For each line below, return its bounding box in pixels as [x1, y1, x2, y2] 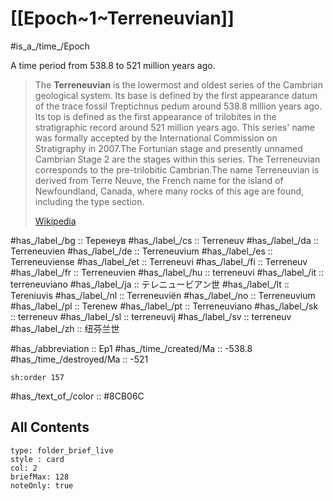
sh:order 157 [10, 372, 65, 382]
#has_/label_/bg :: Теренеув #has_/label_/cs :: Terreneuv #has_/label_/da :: [10, 234, 319, 246]
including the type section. [34, 195, 145, 207]
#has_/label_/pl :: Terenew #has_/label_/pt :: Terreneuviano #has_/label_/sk [10, 300, 319, 312]
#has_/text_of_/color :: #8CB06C [10, 390, 145, 402]
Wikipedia [34, 215, 77, 227]
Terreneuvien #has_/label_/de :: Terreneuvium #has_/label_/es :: [10, 245, 273, 257]
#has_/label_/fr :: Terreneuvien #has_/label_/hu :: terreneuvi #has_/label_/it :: [10, 266, 325, 278]
